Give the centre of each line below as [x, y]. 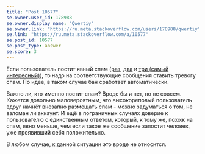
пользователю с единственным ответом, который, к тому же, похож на [100, 119]
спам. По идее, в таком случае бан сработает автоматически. [88, 82]
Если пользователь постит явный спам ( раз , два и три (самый [88, 69]
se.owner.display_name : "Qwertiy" [50, 23]
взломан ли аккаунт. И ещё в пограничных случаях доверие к [87, 113]
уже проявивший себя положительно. [56, 132]
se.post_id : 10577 [30, 40]
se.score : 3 [21, 52]
